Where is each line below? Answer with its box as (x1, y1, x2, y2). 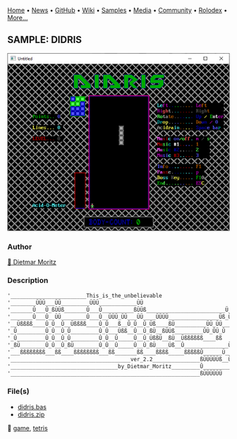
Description (7, 275, 49, 285)
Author (7, 242, 32, 252)
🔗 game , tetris (7, 423, 48, 432)
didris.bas (17, 402, 47, 411)
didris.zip (17, 410, 45, 418)
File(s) (7, 387, 30, 397)
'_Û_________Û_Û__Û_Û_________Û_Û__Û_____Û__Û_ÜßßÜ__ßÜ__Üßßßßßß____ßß (7, 335, 222, 342)
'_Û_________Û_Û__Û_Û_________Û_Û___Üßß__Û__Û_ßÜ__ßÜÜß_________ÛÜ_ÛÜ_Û (7, 328, 226, 335)
